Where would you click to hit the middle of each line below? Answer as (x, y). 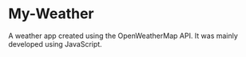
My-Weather (51, 14)
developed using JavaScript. (55, 44)
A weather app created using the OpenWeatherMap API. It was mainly (123, 36)
